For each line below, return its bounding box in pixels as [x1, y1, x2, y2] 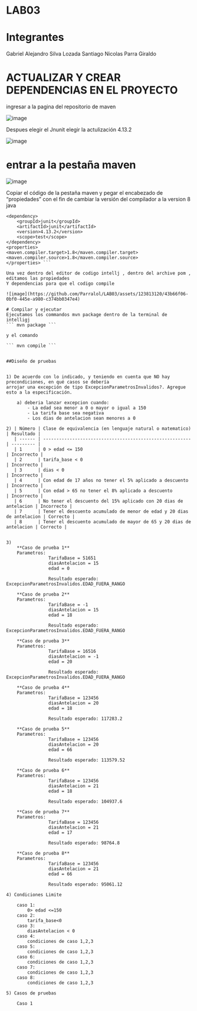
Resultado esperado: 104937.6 [48, 799, 123, 804]
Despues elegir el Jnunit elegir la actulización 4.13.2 [6, 126, 132, 133]
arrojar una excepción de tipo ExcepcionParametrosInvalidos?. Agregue [6, 384, 186, 390]
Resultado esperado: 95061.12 [48, 881, 123, 887]
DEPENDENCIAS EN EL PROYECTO [6, 83, 178, 97]
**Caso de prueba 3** [17, 638, 70, 644]
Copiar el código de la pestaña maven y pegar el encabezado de [6, 189, 163, 196]
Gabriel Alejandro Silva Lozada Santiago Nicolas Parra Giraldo [6, 50, 156, 57]
